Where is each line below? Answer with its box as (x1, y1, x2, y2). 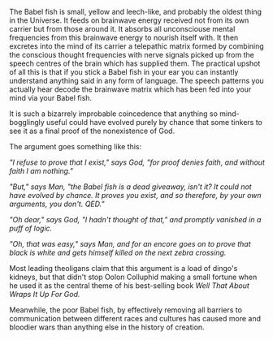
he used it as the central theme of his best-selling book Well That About (9, 281, 250, 291)
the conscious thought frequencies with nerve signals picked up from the (9, 50, 254, 59)
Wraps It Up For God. (9, 290, 80, 299)
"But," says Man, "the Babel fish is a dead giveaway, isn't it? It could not (9, 182, 252, 192)
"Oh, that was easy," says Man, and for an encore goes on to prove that (9, 239, 251, 248)
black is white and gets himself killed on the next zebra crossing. (9, 247, 227, 257)
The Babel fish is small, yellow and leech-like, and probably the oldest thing (9, 7, 262, 16)
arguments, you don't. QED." (9, 199, 105, 209)
